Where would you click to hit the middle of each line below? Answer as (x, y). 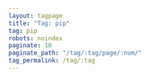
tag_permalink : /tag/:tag (52, 61)
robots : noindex (35, 38)
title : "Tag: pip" (39, 23)
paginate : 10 (30, 46)
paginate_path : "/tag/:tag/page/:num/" (75, 53)
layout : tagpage (35, 16)
